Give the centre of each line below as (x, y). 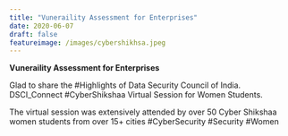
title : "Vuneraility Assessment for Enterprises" (104, 17)
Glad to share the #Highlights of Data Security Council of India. (125, 85)
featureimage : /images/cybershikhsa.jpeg (88, 42)
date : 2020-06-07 (42, 26)
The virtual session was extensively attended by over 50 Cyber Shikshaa (143, 112)
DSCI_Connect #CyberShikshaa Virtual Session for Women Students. (136, 95)
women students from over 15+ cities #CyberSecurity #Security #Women (144, 122)
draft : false (34, 34)
